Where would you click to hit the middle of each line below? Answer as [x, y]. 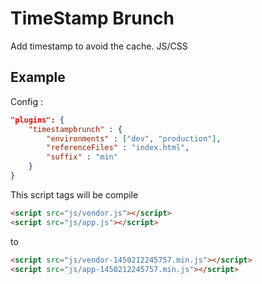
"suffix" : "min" [82, 157]
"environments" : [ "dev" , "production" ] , [134, 138]
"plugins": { [37, 120]
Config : [27, 101]
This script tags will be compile [74, 194]
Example [38, 77]
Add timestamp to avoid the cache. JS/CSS [99, 46]
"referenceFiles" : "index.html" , [118, 148]
